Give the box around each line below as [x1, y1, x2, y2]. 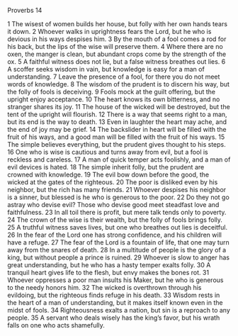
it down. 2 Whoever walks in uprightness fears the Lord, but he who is [7, 28, 212, 35]
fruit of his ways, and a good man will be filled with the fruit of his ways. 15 [7, 133, 225, 141]
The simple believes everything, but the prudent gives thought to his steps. [7, 140, 227, 148]
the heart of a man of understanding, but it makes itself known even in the [7, 298, 223, 307]
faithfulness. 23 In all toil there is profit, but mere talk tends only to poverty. [7, 208, 227, 216]
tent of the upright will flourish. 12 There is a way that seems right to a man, [7, 110, 228, 118]
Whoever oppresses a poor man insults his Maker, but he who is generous [7, 276, 224, 284]
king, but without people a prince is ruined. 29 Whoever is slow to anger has [7, 253, 230, 262]
